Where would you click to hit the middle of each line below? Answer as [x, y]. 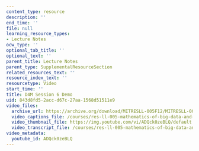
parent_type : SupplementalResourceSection [59, 67]
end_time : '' [22, 23]
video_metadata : [26, 133]
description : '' [26, 17]
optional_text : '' [29, 56]
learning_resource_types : [38, 34]
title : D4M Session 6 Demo [39, 95]
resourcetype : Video [32, 84]
